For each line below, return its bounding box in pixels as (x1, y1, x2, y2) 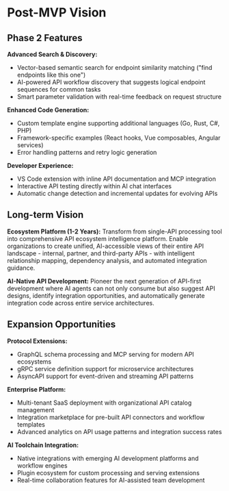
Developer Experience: (7, 162, 74, 169)
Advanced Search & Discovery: (7, 50, 98, 58)
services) (16, 141, 44, 149)
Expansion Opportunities (7, 318, 116, 330)
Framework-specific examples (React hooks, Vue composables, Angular (16, 134, 221, 142)
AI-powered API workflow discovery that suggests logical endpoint (16, 78, 206, 86)
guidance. (7, 264, 36, 272)
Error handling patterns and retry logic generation (16, 149, 157, 156)
